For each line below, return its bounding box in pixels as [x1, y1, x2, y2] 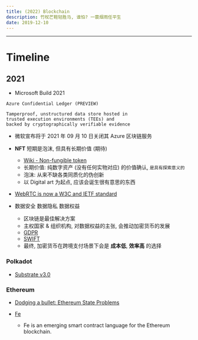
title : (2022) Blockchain [6, 8, 70, 15]
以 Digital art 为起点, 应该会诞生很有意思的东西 [23, 179, 136, 186]
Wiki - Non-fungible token [23, 157, 87, 164]
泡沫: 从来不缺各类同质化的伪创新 [23, 171, 104, 179]
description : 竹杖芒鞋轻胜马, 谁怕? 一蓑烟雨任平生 [6, 14, 121, 20]
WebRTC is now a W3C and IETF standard [14, 190, 117, 197]
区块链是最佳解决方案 [23, 215, 75, 222]
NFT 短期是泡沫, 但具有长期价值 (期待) [14, 145, 108, 152]
